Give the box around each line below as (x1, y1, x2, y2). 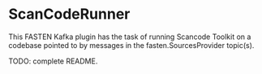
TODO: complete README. (8, 56, 98, 66)
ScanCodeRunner (8, 5, 131, 24)
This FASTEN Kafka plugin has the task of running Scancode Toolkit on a (8, 32, 251, 41)
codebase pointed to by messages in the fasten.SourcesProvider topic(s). (8, 40, 255, 50)
